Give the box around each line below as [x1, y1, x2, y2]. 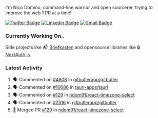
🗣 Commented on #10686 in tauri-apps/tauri [12, 84, 109, 90]
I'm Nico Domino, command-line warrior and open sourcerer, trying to [5, 5, 153, 10]
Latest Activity [5, 64, 43, 72]
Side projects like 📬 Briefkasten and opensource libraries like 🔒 [5, 44, 140, 51]
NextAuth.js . [5, 52, 32, 58]
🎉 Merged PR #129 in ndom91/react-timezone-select [12, 107, 124, 113]
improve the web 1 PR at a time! [5, 10, 72, 16]
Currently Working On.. [5, 32, 65, 39]
